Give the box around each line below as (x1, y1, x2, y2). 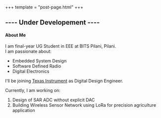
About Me (5, 32, 26, 38)
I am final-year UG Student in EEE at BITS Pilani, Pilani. (5, 43, 116, 49)
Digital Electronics (12, 68, 50, 74)
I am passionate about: (5, 48, 52, 54)
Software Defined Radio (12, 63, 61, 69)
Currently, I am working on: (5, 87, 61, 93)
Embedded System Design (12, 58, 67, 63)
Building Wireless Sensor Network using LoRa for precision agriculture (12, 102, 157, 108)
